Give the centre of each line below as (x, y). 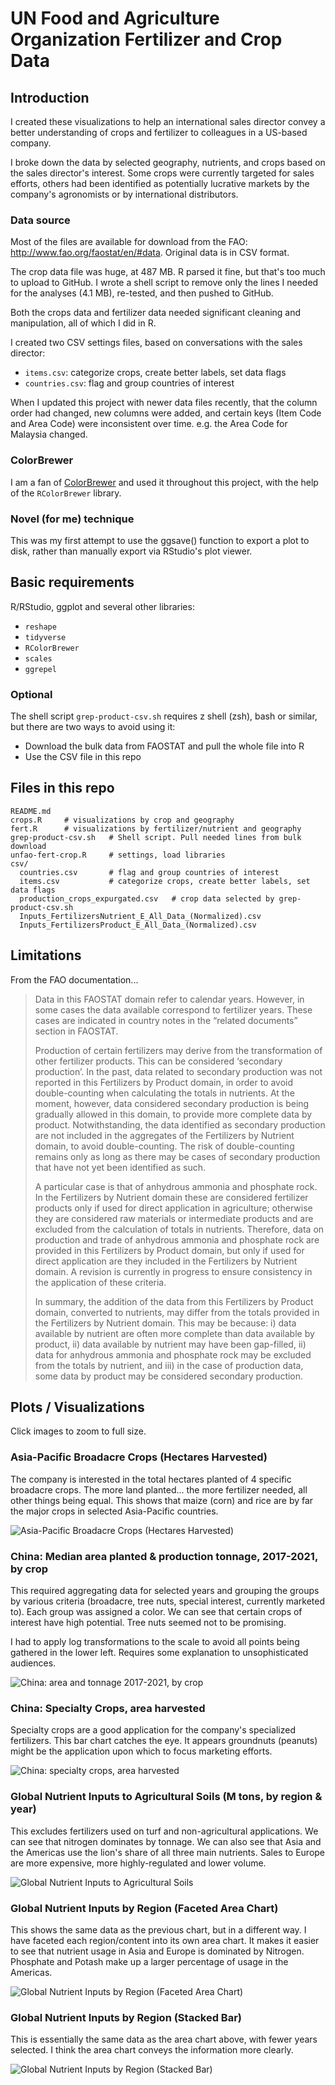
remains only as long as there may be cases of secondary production (177, 1156)
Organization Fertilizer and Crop (146, 39)
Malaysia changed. (49, 434)
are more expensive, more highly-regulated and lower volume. (138, 1863)
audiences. (33, 1663)
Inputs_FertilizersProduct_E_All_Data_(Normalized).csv (138, 925)
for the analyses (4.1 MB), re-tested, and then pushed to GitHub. (142, 293)
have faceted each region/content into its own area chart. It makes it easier (165, 1940)
